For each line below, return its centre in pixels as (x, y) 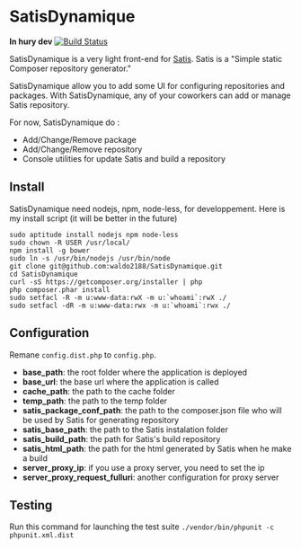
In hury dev (31, 41)
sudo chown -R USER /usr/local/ (70, 243)
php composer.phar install (60, 289)
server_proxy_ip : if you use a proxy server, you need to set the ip (143, 467)
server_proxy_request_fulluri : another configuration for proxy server (150, 477)
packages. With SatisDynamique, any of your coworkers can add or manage (150, 95)
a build (35, 458)
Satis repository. (40, 104)
